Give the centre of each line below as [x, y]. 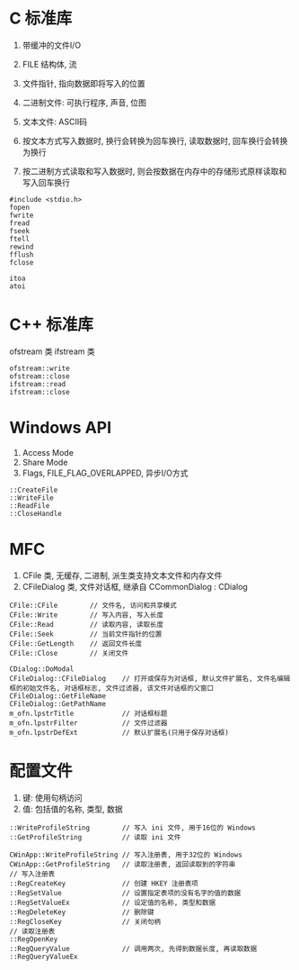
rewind [22, 247]
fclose [22, 262]
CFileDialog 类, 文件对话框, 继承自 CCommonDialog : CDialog [135, 586]
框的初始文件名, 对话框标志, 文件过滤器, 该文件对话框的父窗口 [112, 688]
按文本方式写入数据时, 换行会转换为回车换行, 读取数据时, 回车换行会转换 [155, 141]
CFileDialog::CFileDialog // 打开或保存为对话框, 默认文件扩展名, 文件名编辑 [150, 678]
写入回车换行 [46, 182]
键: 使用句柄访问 [52, 797]
